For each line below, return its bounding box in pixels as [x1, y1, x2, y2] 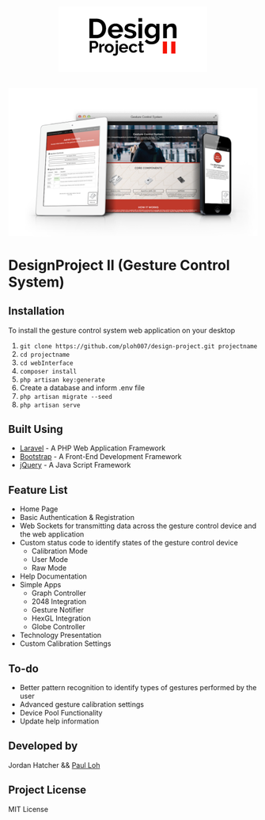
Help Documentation [19, 571, 87, 581]
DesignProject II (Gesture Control [8, 256, 230, 274]
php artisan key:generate [19, 376, 105, 384]
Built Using [8, 423, 63, 436]
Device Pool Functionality [19, 708, 103, 718]
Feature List [8, 483, 68, 496]
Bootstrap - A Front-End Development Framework [19, 452, 182, 461]
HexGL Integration [31, 613, 91, 623]
